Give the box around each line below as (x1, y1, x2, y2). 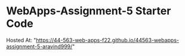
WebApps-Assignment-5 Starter (6, 4, 171, 18)
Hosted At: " (6, 36, 36, 43)
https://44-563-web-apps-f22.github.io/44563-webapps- (35, 36, 180, 43)
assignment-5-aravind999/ (6, 43, 73, 50)
